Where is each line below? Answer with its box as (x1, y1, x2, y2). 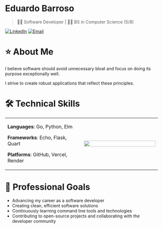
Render (7, 157, 24, 164)
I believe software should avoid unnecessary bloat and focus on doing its (5, 65, 151, 71)
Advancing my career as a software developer (12, 197, 105, 203)
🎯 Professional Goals (5, 181, 91, 192)
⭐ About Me (5, 47, 54, 57)
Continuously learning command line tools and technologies (12, 208, 132, 213)
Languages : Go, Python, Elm (7, 123, 73, 130)
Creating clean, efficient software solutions (12, 202, 98, 209)
